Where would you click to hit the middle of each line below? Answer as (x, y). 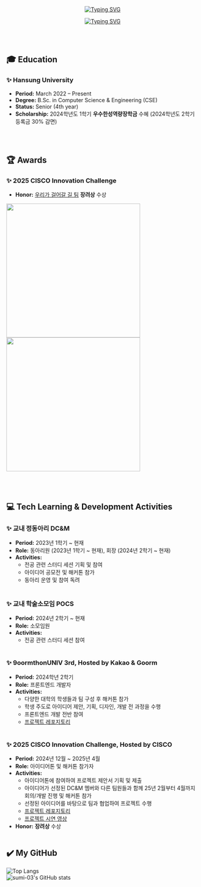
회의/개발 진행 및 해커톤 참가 (58, 795)
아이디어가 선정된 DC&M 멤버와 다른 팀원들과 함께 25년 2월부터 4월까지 (110, 788)
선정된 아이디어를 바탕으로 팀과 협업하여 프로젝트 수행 (88, 803)
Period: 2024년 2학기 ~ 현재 (50, 618)
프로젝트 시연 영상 (46, 818)
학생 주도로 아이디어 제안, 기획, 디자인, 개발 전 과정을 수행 (93, 706)
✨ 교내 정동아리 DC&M (38, 528)
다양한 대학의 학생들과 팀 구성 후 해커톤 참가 (76, 698)
